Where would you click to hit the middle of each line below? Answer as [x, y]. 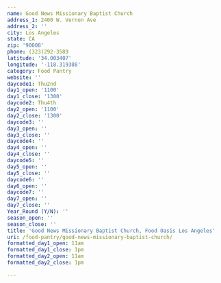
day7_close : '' [29, 205]
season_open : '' [30, 218]
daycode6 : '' [26, 179]
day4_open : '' [27, 148]
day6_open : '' [27, 186]
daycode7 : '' [26, 192]
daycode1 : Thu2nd [32, 84]
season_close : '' [32, 224]
